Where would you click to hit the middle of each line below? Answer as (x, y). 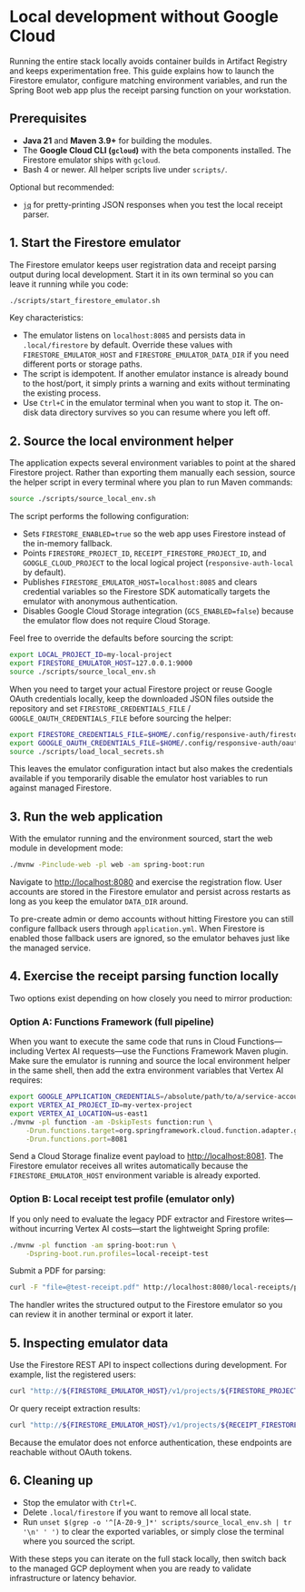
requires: (26, 1080)
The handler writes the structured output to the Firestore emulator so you (146, 1305)
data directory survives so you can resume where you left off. (155, 413)
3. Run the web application (86, 816)
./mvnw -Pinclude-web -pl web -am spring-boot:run (107, 865)
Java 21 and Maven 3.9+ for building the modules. (117, 140)
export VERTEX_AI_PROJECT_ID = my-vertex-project (101, 1106)
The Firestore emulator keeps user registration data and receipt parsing (143, 264)
